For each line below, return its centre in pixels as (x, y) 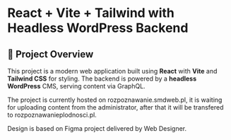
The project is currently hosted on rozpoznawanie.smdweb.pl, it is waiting (115, 100)
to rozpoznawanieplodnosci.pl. (52, 115)
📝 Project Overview (51, 54)
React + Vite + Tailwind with (91, 13)
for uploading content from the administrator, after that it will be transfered (115, 107)
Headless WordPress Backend (98, 28)
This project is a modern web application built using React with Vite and (112, 71)
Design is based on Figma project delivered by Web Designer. (97, 128)
